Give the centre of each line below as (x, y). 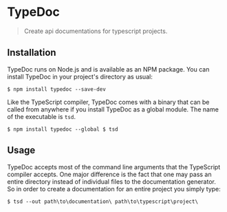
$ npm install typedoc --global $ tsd (63, 129)
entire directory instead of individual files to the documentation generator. (112, 181)
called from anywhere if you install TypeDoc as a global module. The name (113, 109)
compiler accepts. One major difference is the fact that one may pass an (109, 174)
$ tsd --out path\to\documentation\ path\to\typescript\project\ (102, 201)
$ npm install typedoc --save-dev (57, 89)
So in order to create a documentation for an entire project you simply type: (114, 189)
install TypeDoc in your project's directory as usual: (80, 76)
